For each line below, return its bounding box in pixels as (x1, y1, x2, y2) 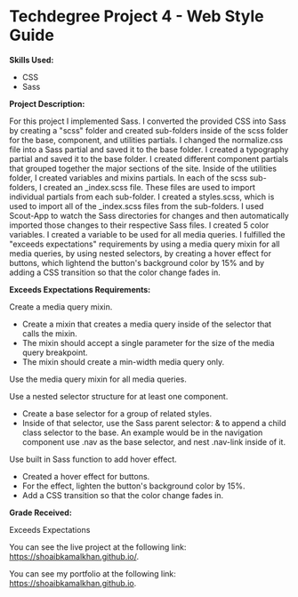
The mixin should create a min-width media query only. (21, 356, 225, 367)
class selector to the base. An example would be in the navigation (21, 427, 263, 438)
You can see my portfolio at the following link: (9, 568, 176, 579)
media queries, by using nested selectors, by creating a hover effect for (9, 247, 271, 259)
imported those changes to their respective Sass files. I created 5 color (9, 220, 270, 230)
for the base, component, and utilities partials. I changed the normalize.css (9, 134, 283, 145)
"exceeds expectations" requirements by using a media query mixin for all (9, 238, 280, 249)
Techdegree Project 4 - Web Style (9, 6, 264, 27)
